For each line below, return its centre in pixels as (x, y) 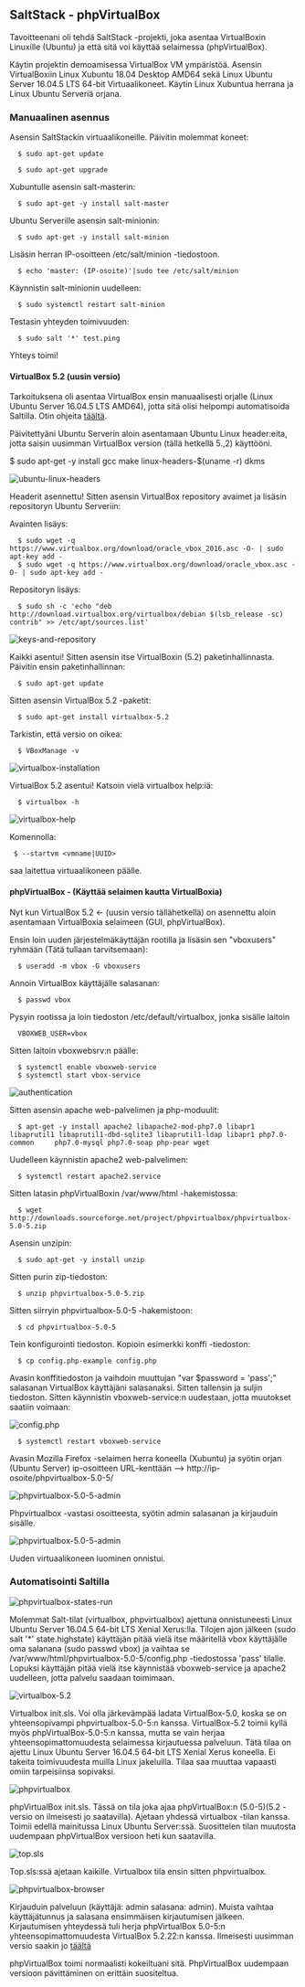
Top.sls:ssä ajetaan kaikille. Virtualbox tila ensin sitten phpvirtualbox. (138, 1871)
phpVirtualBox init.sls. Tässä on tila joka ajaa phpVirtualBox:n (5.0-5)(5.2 (145, 1806)
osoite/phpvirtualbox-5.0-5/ (62, 1477)
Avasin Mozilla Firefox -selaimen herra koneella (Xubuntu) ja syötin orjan (146, 1458)
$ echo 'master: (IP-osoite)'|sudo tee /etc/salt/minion (128, 271)
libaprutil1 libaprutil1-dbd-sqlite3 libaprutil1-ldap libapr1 (132, 1134)
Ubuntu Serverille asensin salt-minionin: (84, 221)
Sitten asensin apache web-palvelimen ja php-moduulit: (115, 1110)
